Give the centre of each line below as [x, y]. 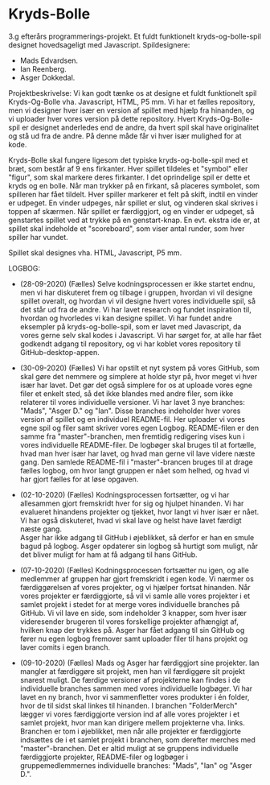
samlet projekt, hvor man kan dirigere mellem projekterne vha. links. [132, 722]
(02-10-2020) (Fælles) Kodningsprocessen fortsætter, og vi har [125, 494]
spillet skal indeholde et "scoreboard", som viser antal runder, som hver [127, 228]
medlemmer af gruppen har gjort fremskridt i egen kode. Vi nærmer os [137, 578]
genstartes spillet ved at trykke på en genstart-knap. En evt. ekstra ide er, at [134, 220]
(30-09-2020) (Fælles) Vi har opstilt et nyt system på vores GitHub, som [139, 368]
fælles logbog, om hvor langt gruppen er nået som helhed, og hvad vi [135, 470]
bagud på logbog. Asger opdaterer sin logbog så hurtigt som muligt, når [139, 546]
